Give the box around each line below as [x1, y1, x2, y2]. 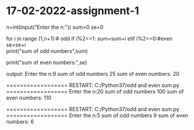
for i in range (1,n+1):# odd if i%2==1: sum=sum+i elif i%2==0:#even [6, 35, 173, 42]
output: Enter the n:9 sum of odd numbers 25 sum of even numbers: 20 [6, 70, 180, 77]
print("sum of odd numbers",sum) [6, 47, 88, 54]
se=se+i [6, 41, 27, 48]
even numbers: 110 [6, 94, 52, 101]
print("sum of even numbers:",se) [6, 59, 87, 66]
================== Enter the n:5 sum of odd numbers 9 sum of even [6, 112, 189, 119]
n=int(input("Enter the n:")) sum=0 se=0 [6, 24, 104, 31]
